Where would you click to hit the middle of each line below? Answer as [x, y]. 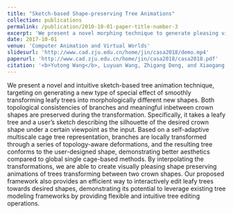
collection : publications [44, 20]
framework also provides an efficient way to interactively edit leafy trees [110, 181]
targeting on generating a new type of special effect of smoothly [100, 92]
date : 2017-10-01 [32, 40]
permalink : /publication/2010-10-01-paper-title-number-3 [93, 26]
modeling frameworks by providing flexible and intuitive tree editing [103, 196]
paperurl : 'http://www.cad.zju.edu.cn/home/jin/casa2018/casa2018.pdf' [113, 59]
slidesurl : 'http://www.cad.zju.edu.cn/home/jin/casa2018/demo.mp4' [108, 53]
